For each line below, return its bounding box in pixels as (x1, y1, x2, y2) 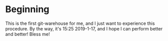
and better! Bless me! (5, 31, 50, 37)
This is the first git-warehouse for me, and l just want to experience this (5, 20, 155, 26)
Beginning (5, 4, 50, 15)
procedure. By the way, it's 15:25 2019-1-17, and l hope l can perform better (5, 25, 163, 31)
